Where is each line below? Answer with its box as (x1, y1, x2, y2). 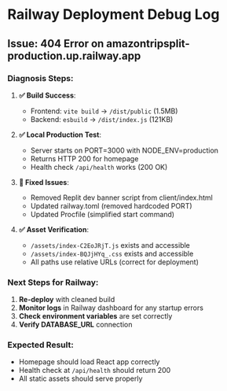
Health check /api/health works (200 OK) (30, 162, 168, 172)
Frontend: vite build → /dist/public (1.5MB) (30, 106, 178, 116)
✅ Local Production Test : (18, 130, 102, 139)
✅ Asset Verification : (18, 224, 90, 234)
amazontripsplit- (106, 37, 190, 50)
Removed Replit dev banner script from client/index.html (30, 193, 213, 202)
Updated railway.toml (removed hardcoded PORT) (30, 201, 193, 210)
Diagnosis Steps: (7, 72, 74, 83)
